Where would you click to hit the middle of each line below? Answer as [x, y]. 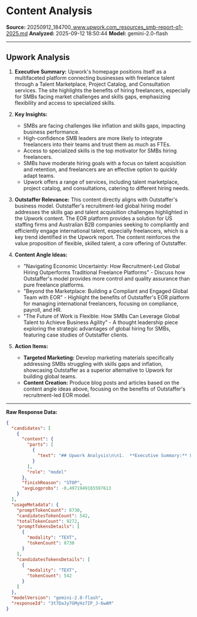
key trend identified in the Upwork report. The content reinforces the [97, 237]
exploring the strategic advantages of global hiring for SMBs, [97, 328]
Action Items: [31, 346]
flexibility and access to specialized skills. [65, 103]
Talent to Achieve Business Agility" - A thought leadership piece [101, 322]
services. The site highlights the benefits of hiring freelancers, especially [102, 90]
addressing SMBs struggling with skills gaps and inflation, [93, 363]
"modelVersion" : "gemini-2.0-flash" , [57, 598]
